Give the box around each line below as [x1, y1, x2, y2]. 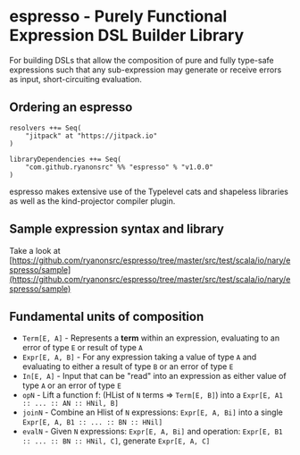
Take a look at [9, 245, 61, 256]
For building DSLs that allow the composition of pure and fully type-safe [9, 55, 274, 65]
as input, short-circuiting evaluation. [9, 73, 143, 84]
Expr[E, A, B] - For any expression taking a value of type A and [21, 351, 257, 363]
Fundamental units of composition [9, 308, 204, 324]
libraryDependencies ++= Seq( [9, 155, 122, 164]
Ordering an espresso [9, 100, 133, 115]
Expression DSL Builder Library [9, 25, 245, 46]
